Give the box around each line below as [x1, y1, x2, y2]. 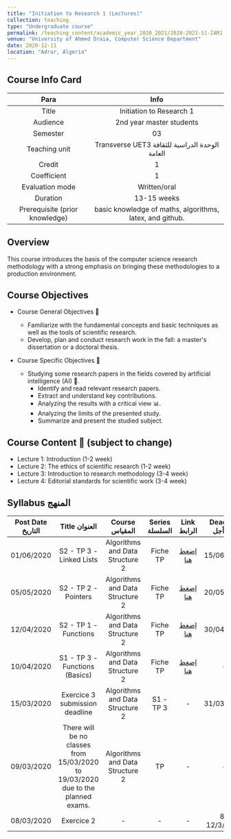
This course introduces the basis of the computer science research [7, 254, 198, 263]
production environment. [7, 270, 77, 278]
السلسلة [147, 525, 173, 535]
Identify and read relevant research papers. [37, 384, 161, 393]
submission [60, 698, 98, 708]
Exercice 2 [61, 816, 96, 825]
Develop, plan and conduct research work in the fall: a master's [27, 336, 207, 344]
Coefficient [30, 170, 67, 180]
